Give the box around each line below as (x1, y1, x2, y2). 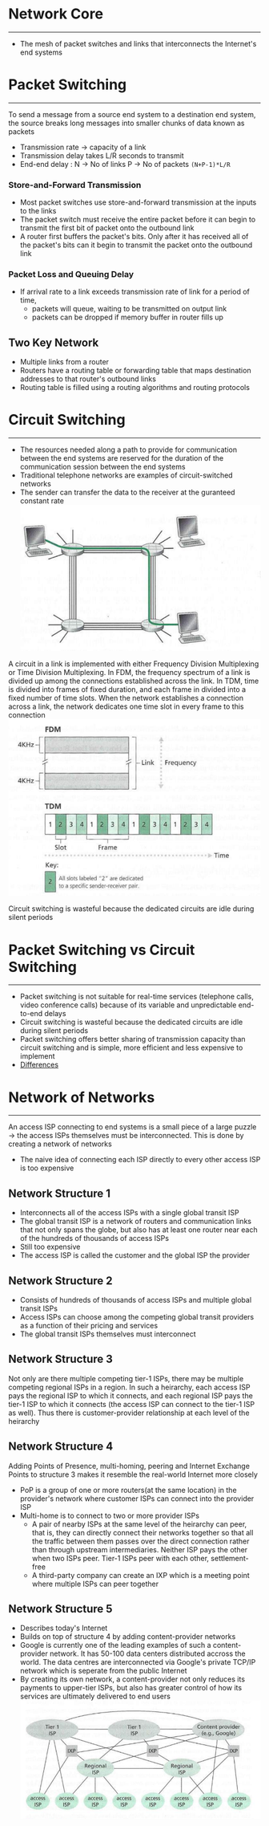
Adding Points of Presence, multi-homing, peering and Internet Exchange (8, 1461, 251, 1470)
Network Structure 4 (8, 1440, 114, 1454)
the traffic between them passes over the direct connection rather (31, 1536, 250, 1546)
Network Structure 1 (8, 1186, 110, 1200)
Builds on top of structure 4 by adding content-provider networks (19, 1632, 236, 1641)
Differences (19, 1060, 58, 1070)
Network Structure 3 (8, 1352, 114, 1366)
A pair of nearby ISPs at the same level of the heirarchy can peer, (31, 1519, 247, 1529)
